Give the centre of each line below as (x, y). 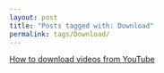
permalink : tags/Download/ (60, 34)
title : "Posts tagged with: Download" (82, 26)
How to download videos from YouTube (82, 60)
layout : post (34, 17)
